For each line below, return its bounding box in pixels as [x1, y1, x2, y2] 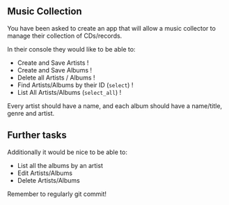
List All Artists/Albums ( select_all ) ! [17, 88, 122, 96]
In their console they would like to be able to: [7, 45, 136, 53]
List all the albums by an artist [17, 161, 103, 169]
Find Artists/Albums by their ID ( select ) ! [17, 80, 134, 89]
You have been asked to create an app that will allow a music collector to [7, 24, 216, 32]
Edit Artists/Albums [17, 169, 73, 177]
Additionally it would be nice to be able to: [7, 148, 127, 156]
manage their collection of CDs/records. [7, 31, 123, 40]
